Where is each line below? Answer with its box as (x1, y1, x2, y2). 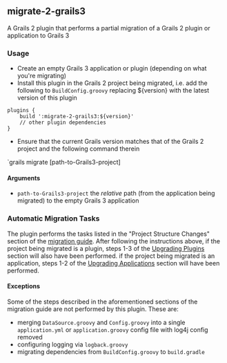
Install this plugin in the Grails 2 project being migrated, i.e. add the (17, 79, 208, 87)
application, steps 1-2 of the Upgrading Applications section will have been (7, 259, 220, 267)
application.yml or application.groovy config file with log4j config (17, 325, 208, 334)
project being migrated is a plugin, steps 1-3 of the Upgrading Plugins (7, 244, 205, 252)
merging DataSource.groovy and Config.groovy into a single (17, 318, 186, 326)
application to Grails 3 (7, 31, 70, 39)
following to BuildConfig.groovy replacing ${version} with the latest (17, 86, 210, 95)
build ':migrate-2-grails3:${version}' (19, 113, 135, 120)
